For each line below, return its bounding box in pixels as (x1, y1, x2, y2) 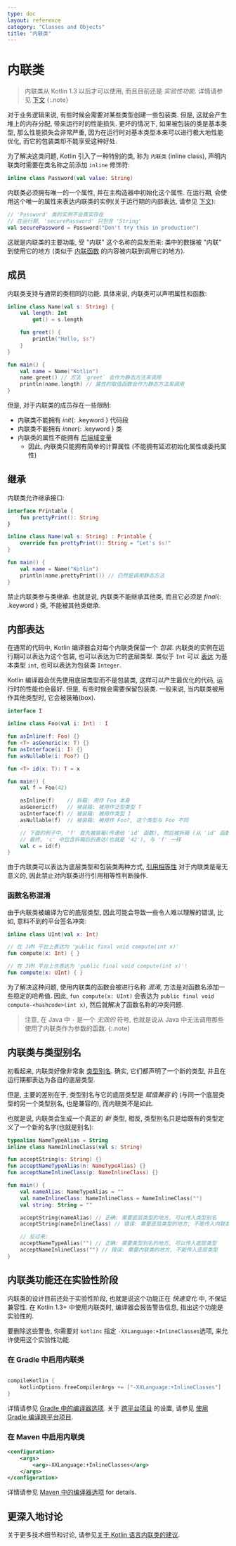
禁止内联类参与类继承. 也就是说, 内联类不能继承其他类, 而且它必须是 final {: (7, 592, 221, 601)
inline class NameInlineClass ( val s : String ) (7, 1143, 143, 1150)
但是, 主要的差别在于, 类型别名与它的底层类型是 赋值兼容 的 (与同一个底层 (7, 1090, 219, 1098)
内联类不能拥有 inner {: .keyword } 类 (17, 424, 123, 433)
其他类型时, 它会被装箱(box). (13, 694, 96, 702)
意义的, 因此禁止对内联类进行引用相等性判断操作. (7, 871, 149, 880)
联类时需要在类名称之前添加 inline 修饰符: (7, 161, 130, 169)
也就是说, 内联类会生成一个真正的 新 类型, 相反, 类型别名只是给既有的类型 (7, 1114, 218, 1122)
